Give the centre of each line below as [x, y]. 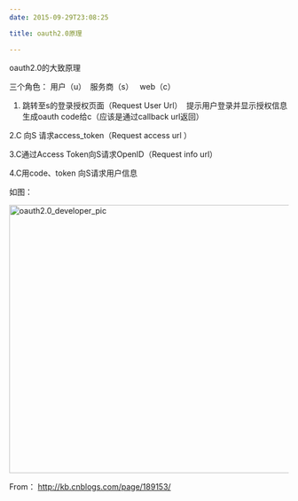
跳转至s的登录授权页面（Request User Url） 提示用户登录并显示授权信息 [155, 105]
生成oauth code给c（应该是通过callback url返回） [113, 116]
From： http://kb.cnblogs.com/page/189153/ [90, 486]
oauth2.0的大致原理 [45, 67]
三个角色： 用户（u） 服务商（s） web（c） [92, 86]
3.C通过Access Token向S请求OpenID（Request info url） [114, 154]
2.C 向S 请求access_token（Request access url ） [101, 135]
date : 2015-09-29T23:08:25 [59, 17]
